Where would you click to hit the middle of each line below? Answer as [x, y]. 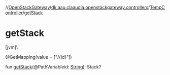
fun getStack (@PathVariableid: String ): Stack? [53, 67]
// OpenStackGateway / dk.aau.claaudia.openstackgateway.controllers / [78, 7]
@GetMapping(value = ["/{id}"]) [39, 57]
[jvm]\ [12, 47]
